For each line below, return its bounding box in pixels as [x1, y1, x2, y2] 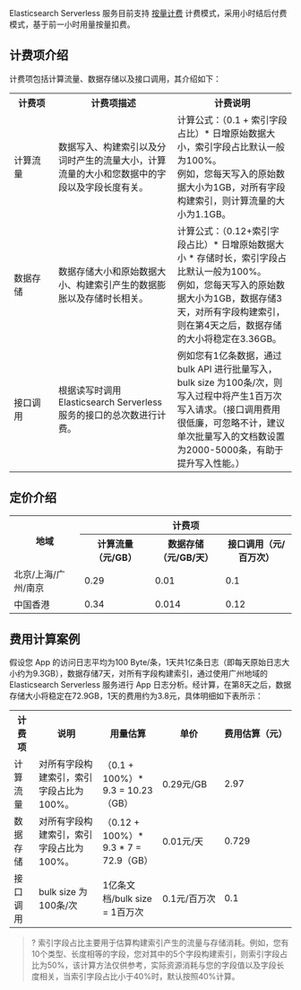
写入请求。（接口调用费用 [176, 403, 280, 416]
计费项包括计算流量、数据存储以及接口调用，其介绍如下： [9, 73, 221, 83]
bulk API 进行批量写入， [176, 363, 278, 375]
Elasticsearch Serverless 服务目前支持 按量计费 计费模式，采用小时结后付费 [9, 8, 288, 18]
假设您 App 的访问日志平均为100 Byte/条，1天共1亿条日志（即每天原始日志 [9, 657, 282, 668]
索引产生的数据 [93, 278, 158, 291]
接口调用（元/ [227, 538, 286, 550]
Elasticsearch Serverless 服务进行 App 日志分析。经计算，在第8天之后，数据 [9, 679, 292, 690]
